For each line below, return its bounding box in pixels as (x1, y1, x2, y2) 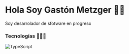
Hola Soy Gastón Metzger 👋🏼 (5, 4, 125, 16)
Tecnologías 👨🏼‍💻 (5, 33, 47, 39)
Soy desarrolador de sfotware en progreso (5, 20, 92, 26)
